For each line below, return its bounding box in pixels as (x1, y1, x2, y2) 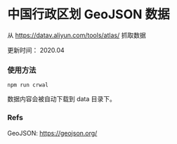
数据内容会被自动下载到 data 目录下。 (7, 95, 116, 103)
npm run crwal (7, 81, 49, 89)
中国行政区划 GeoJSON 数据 (7, 6, 170, 22)
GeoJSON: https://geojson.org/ (7, 129, 98, 137)
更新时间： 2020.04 (7, 46, 65, 54)
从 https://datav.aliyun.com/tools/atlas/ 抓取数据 (7, 31, 146, 39)
